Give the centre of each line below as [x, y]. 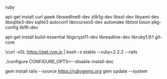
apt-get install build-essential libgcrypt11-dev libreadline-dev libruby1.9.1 [79, 37]
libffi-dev [29, 27]
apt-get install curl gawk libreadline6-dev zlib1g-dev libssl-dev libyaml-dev [82, 17]
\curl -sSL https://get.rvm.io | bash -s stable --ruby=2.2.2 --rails [71, 52]
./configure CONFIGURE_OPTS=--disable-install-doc [59, 61]
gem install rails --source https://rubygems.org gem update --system [76, 71]
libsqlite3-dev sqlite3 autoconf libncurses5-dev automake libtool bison [78, 22]
